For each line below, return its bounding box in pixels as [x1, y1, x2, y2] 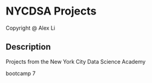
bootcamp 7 [5, 70, 36, 77]
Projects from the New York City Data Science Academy [5, 58, 146, 65]
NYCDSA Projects [5, 4, 97, 18]
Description [5, 42, 51, 52]
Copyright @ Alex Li [5, 24, 56, 32]
